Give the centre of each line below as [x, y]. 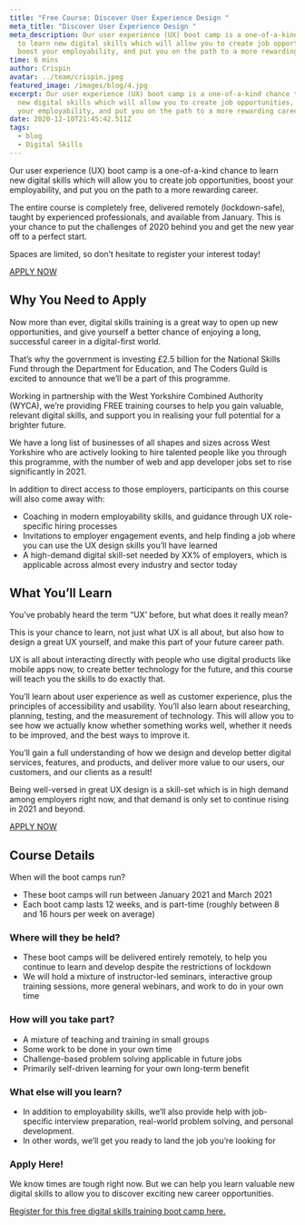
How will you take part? [62, 1020]
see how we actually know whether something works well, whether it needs [151, 726]
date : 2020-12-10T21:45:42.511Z [70, 119]
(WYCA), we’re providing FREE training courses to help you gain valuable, [147, 405]
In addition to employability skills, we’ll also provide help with [136, 1112]
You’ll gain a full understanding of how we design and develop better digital [151, 753]
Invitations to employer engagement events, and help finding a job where [159, 535]
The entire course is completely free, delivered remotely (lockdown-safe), [148, 207]
